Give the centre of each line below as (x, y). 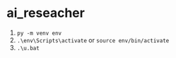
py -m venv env (39, 33)
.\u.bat (28, 48)
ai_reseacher (46, 13)
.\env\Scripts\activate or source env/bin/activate (93, 40)
